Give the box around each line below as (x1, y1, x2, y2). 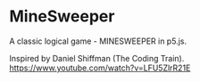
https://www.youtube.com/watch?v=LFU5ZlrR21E (9, 62, 191, 73)
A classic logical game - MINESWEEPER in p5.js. (9, 36, 187, 46)
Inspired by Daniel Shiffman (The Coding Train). (9, 53, 185, 63)
